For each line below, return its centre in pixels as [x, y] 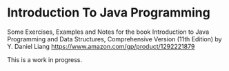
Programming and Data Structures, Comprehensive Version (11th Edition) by [114, 39]
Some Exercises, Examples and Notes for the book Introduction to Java [108, 32]
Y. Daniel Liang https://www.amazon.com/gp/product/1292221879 [101, 46]
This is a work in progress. [45, 59]
